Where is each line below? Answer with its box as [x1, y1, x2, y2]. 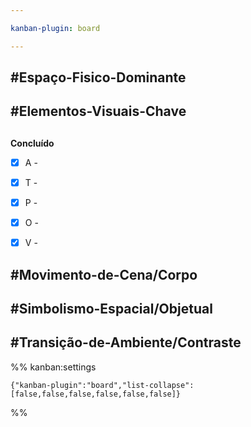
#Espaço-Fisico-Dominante [10, 69, 187, 86]
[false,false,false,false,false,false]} [10, 389, 182, 399]
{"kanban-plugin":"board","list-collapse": [10, 380, 195, 390]
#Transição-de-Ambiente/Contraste [10, 334, 242, 351]
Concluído [10, 137, 55, 149]
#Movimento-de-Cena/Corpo [10, 266, 198, 283]
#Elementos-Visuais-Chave [10, 103, 187, 120]
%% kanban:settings [10, 361, 97, 373]
